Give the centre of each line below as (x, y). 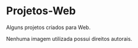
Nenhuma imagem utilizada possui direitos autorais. (69, 39)
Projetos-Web (41, 11)
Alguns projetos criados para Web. (48, 27)
